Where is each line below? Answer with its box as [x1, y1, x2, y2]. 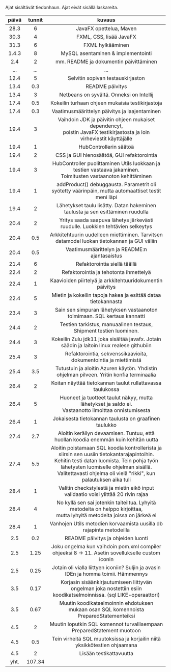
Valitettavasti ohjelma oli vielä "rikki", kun [57, 470, 156, 477]
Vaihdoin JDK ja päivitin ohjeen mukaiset [58, 116, 155, 123]
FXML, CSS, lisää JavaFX [76, 33, 136, 40]
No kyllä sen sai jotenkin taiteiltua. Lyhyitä [56, 499, 156, 506]
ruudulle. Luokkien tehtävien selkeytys [60, 223, 153, 230]
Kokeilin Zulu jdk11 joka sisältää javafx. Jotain [51, 335, 161, 343]
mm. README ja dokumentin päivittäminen [55, 58, 158, 65]
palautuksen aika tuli [81, 476, 131, 483]
